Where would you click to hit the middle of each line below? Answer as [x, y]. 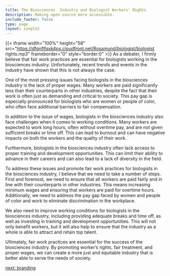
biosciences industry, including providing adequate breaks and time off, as [83, 216]
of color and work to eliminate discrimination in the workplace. [71, 201]
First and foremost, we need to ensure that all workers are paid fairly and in [84, 179]
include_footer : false [29, 19]
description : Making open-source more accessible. [60, 15]
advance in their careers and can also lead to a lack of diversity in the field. [84, 159]
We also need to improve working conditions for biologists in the [72, 211]
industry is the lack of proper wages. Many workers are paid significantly [82, 85]
